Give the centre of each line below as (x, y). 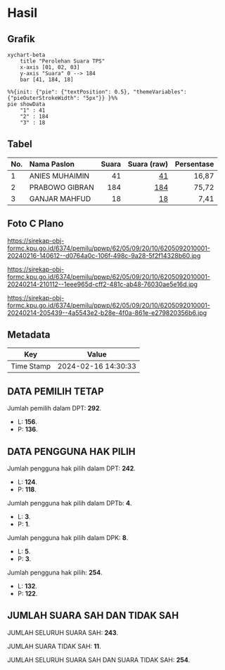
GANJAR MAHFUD (60, 198)
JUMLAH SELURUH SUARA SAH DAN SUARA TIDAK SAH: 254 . (99, 659)
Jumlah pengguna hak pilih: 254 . (55, 573)
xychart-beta (26, 55)
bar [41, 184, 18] (47, 79)
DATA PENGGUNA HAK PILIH (71, 451)
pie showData (26, 104)
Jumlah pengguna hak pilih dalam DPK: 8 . (68, 538)
